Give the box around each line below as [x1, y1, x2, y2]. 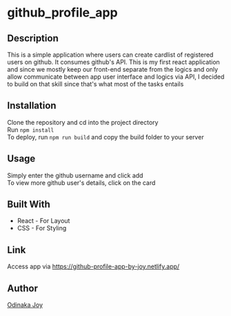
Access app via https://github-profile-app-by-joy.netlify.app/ [7, 262, 180, 270]
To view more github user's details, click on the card [7, 178, 156, 187]
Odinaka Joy [7, 301, 43, 309]
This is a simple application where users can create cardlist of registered [7, 50, 214, 59]
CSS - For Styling [17, 224, 67, 233]
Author [7, 282, 38, 294]
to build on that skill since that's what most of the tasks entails [7, 80, 184, 88]
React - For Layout [17, 217, 70, 225]
